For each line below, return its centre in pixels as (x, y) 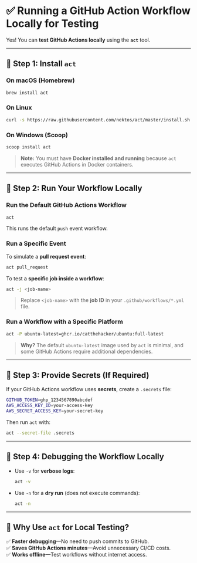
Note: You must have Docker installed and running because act (98, 158)
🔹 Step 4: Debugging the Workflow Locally (85, 457)
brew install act (27, 93)
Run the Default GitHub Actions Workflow (67, 205)
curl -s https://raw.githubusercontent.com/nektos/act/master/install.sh (98, 120)
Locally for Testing (52, 24)
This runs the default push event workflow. (57, 228)
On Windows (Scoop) (37, 135)
